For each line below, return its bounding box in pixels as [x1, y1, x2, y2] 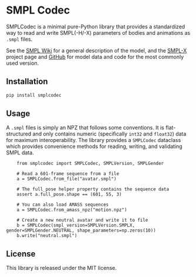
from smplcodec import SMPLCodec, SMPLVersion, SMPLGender [16, 160, 164, 167]
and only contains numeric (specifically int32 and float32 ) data [32, 130, 187, 137]
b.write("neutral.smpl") [16, 233, 77, 239]
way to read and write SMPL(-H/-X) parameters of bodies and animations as [6, 29, 191, 36]
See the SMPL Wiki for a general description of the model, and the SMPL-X [6, 47, 187, 54]
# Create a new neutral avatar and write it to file [16, 217, 148, 223]
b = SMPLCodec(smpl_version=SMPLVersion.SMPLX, [16, 222, 135, 229]
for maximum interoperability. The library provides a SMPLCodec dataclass [6, 137, 181, 144]
